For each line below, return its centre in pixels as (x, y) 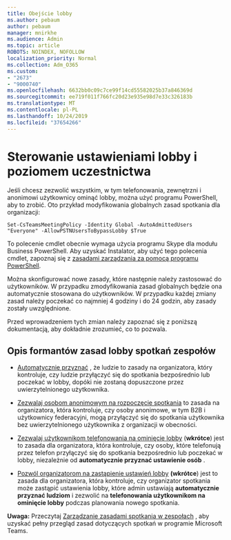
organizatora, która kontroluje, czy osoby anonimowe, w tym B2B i (111, 410)
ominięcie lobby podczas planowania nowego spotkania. (98, 503)
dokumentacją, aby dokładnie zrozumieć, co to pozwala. (87, 329)
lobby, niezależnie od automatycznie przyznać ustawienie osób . (111, 460)
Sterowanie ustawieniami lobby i (102, 157)
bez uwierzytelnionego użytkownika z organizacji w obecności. (107, 425)
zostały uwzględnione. (39, 308)
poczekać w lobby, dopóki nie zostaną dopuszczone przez (100, 382)
